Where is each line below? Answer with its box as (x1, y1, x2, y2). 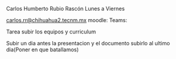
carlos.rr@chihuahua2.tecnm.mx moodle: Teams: (6, 17, 128, 23)
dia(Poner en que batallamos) (6, 46, 79, 53)
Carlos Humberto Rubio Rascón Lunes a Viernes (6, 5, 125, 12)
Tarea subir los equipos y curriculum (6, 28, 97, 35)
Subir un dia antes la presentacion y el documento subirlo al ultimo (6, 40, 170, 46)
